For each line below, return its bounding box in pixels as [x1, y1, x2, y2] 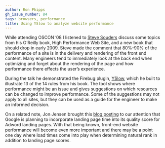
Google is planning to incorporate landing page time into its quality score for [5, 116, 160, 122]
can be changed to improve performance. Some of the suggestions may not [5, 91, 160, 97]
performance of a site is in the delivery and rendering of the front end [5, 50, 147, 56]
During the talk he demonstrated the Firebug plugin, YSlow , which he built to [5, 75, 161, 81]
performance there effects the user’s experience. [5, 66, 105, 72]
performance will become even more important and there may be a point [5, 127, 153, 133]
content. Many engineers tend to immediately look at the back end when [5, 55, 153, 62]
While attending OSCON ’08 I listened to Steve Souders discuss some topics [5, 35, 161, 40]
